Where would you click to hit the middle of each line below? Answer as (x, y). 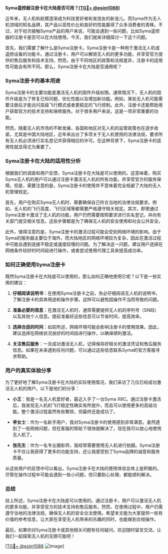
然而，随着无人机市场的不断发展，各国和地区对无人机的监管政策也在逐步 (79, 128)
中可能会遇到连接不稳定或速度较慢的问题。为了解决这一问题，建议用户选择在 (84, 244)
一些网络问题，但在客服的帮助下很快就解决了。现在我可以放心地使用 (91, 429)
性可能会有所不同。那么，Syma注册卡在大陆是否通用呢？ (63, 66)
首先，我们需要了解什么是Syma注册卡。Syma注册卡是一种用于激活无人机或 (82, 48)
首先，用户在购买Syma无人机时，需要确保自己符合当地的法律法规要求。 (79, 202)
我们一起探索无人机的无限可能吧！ (40, 536)
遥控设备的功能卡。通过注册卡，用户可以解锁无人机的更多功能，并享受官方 (82, 54)
